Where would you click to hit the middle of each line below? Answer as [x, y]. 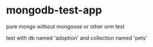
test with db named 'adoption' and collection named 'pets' [77, 38]
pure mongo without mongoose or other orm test [65, 26]
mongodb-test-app [54, 10]
